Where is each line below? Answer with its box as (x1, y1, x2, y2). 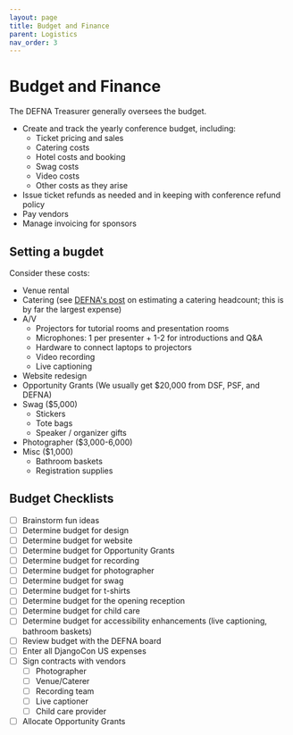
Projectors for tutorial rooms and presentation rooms (35, 323, 230, 333)
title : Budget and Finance (9, 21, 110, 30)
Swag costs (35, 162, 80, 172)
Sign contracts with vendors (21, 656, 127, 666)
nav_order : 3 (9, 38, 58, 47)
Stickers (35, 408, 66, 419)
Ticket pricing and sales (35, 133, 124, 144)
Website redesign (21, 371, 88, 380)
